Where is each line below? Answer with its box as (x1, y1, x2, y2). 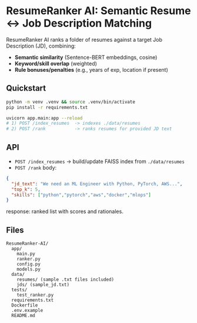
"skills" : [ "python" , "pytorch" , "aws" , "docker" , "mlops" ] (11, 192, 151, 198)
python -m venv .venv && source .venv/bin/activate (6, 99, 135, 105)
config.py (16, 261, 41, 267)
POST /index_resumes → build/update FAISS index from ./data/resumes (14, 158, 185, 165)
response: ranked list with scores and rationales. (6, 208, 123, 215)
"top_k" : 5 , (11, 187, 41, 192)
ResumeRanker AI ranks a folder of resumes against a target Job (6, 36, 163, 43)
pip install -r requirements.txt (6, 104, 88, 110)
